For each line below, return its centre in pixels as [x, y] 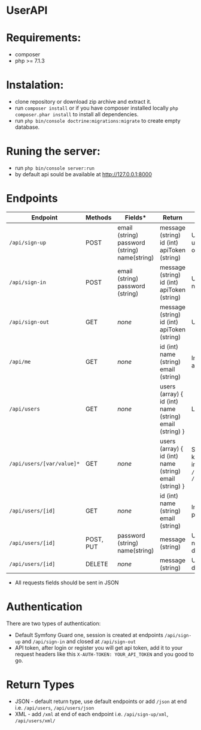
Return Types [40, 685]
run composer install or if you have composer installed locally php [96, 108]
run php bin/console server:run [54, 168]
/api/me [20, 361]
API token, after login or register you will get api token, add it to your [99, 647]
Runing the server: [53, 151]
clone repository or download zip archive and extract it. [83, 102]
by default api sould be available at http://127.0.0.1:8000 [83, 174]
